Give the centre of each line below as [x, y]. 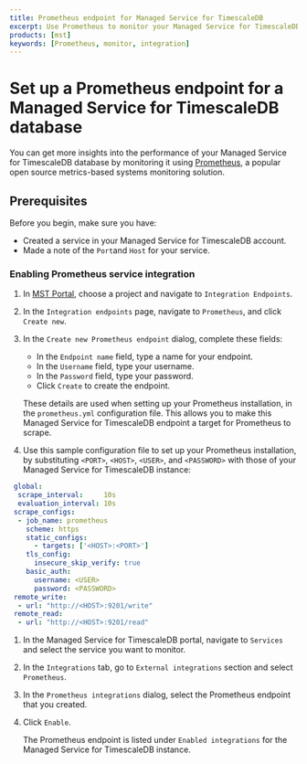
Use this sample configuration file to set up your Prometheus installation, [159, 451]
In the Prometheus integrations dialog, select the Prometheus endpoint [156, 695]
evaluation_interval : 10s [67, 504]
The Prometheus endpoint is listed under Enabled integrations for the [155, 740]
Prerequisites [48, 201]
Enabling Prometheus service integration [102, 273]
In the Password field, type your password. [115, 377]
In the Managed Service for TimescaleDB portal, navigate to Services [153, 640]
